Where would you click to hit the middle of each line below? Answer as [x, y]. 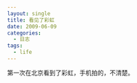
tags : [15, 46]
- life [23, 53]
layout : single [29, 13]
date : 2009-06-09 [32, 26]
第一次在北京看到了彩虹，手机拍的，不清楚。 [71, 73]
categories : [24, 33]
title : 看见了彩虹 [31, 20]
